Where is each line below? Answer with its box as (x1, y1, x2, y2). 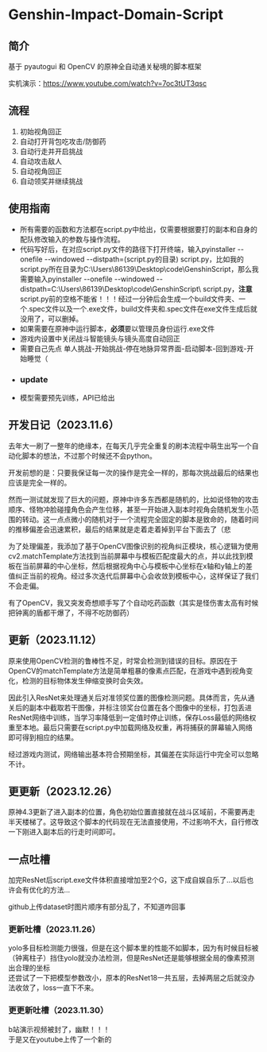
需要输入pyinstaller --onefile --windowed (19, 274, 155, 284)
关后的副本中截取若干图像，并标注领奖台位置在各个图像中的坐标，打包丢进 (8, 702, 252, 712)
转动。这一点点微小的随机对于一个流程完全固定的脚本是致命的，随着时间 (21, 514, 259, 524)
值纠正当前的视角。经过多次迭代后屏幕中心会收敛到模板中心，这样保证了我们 (8, 570, 259, 581)
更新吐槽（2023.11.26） (8, 924, 101, 935)
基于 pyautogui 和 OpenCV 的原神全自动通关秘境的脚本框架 (8, 62, 202, 71)
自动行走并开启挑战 (19, 146, 83, 156)
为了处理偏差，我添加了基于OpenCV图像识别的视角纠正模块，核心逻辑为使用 (8, 541, 259, 551)
